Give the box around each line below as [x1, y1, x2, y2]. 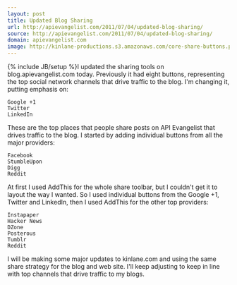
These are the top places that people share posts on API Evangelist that [7, 123, 215, 131]
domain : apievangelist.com [7, 37, 87, 44]
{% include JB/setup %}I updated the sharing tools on [7, 63, 164, 71]
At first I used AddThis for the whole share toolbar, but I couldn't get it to [7, 183, 218, 191]
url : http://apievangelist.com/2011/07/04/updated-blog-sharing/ [7, 23, 203, 30]
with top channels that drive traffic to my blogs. [7, 269, 145, 278]
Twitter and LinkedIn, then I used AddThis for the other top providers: [7, 198, 209, 206]
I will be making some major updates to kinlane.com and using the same [7, 255, 217, 263]
